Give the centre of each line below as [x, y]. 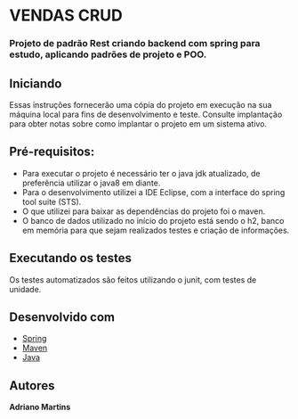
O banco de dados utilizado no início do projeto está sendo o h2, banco [153, 220]
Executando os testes [70, 258]
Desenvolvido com [62, 317]
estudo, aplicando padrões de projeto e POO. [108, 54]
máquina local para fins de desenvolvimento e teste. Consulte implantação [146, 114]
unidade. [25, 289]
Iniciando [36, 83]
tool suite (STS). [52, 201]
